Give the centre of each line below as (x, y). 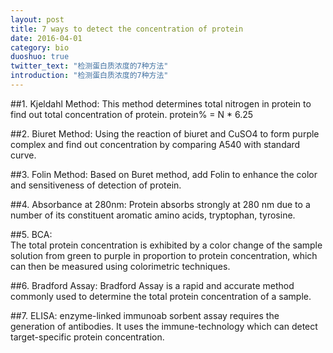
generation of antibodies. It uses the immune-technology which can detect (164, 326)
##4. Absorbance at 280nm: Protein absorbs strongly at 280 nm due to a (160, 204)
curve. (23, 155)
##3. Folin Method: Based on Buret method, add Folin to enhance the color (164, 174)
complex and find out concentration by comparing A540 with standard (155, 144)
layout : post (37, 19)
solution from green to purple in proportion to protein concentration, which (164, 255)
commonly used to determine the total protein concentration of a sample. (161, 296)
